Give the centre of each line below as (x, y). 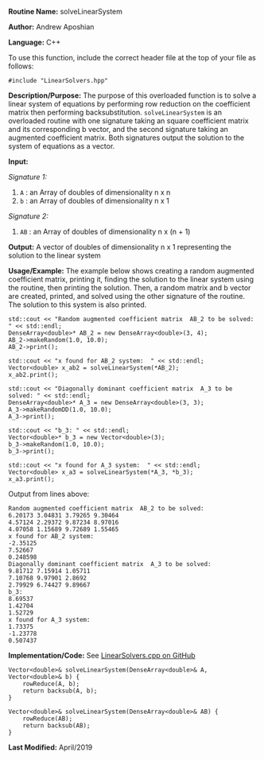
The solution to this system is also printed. (78, 304)
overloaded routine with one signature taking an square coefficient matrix (128, 121)
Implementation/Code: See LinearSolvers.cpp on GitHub (102, 655)
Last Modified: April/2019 (50, 747)
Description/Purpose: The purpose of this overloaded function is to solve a (132, 95)
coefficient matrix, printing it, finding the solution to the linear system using (131, 279)
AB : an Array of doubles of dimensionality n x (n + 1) (105, 231)
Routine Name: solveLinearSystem (66, 12)
